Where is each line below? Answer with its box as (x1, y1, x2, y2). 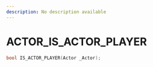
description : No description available (6, 8, 107, 15)
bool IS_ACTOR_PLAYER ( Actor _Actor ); (6, 55, 101, 61)
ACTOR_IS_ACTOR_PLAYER (6, 34, 148, 48)
